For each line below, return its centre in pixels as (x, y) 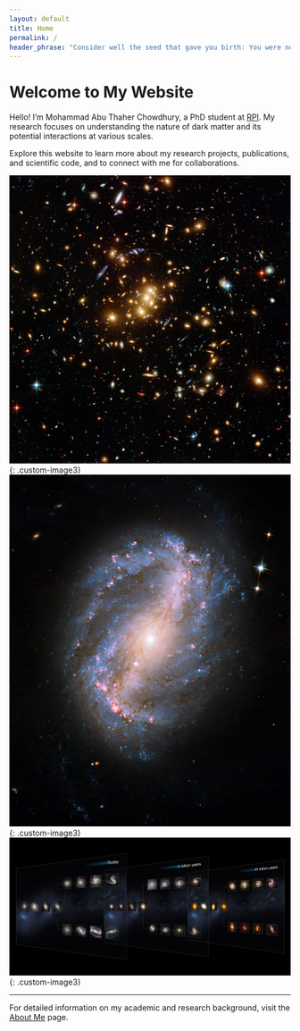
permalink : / (33, 38)
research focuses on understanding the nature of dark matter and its (135, 127)
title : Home (31, 28)
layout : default (39, 19)
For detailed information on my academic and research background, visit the (150, 1007)
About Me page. (39, 1017)
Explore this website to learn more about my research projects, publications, (150, 154)
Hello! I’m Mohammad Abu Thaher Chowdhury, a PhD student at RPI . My (142, 117)
